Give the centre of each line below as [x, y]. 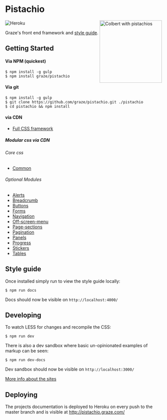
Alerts [18, 195]
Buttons [20, 205]
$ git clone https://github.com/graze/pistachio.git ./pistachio [74, 102]
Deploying [21, 395]
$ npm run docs [21, 290]
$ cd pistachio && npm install [38, 106]
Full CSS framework [33, 128]
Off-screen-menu [30, 221]
